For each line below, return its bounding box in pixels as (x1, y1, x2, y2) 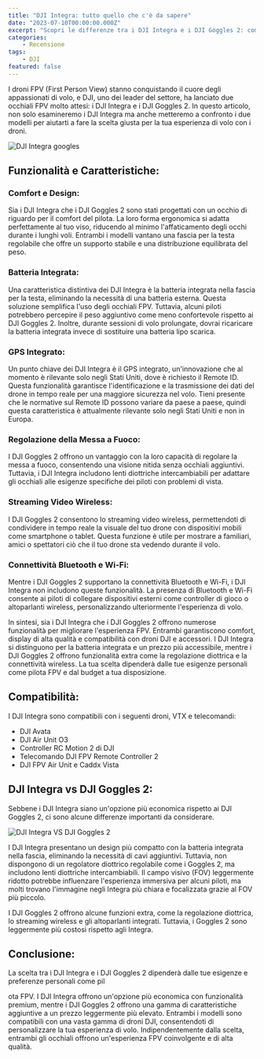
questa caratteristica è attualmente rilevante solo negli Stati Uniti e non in (8, 406, 245, 415)
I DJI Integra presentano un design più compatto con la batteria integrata (8, 843, 244, 852)
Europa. (8, 415, 34, 424)
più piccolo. (8, 892, 46, 902)
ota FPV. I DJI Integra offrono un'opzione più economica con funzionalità (8, 992, 244, 1002)
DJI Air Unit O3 (19, 735, 68, 744)
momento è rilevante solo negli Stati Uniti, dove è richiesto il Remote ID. (8, 373, 239, 382)
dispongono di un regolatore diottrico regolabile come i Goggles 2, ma (8, 859, 236, 869)
